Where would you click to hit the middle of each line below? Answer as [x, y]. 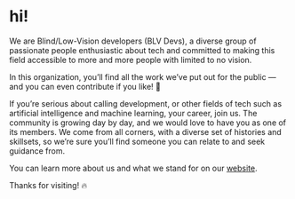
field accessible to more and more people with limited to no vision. [131, 60]
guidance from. [37, 151]
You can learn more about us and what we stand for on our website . [133, 168]
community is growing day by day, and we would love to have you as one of [148, 123]
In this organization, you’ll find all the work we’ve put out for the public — [143, 76]
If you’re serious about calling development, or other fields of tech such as [146, 103]
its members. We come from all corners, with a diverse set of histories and [145, 131]
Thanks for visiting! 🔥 [48, 185]
